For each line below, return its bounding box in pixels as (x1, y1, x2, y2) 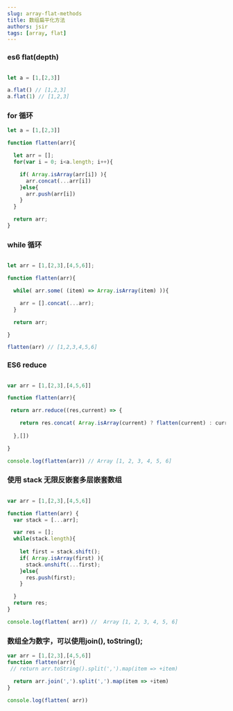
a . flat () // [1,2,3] (7, 87, 67, 94)
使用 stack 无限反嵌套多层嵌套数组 (7, 475, 123, 485)
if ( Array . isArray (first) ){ (19, 554, 104, 562)
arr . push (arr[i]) (25, 190, 76, 198)
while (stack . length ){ (13, 536, 76, 542)
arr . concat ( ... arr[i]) (25, 178, 92, 185)
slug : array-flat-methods (7, 10, 82, 17)
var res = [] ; (13, 529, 54, 536)
